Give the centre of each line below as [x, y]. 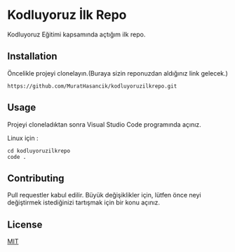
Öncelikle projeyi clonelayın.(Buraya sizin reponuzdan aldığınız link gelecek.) [117, 73]
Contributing [36, 178]
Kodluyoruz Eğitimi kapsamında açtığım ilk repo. [76, 34]
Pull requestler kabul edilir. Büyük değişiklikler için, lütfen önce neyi [104, 195]
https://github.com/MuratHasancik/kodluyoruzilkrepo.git [92, 86]
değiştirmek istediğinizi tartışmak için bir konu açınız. [83, 202]
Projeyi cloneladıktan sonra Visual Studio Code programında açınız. [104, 124]
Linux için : [23, 138]
